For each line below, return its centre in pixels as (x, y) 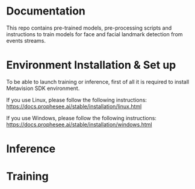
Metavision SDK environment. (43, 88)
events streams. (26, 40)
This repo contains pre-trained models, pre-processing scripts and (89, 28)
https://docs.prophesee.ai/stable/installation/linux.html (74, 106)
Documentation (46, 11)
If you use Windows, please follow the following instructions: (81, 118)
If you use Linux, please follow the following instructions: (77, 100)
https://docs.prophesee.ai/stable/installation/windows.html (79, 124)
